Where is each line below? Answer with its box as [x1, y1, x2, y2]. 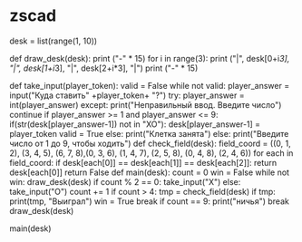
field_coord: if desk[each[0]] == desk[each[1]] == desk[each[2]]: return [9, 157, 278, 168]
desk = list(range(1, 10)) [9, 35, 98, 46]
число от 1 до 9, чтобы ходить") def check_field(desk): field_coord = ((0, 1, [9, 138, 292, 149]
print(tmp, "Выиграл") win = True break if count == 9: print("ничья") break [9, 196, 290, 207]
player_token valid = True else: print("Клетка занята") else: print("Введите [9, 128, 289, 139]
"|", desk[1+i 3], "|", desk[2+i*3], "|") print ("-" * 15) [9, 63, 199, 73]
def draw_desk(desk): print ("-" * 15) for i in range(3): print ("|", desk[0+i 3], [9, 53, 290, 63]
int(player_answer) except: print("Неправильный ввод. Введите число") [9, 99, 282, 110]
